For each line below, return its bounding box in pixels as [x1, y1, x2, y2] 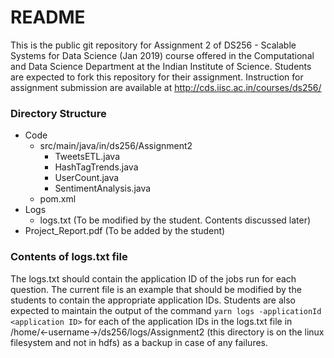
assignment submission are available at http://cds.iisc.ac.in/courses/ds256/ [10, 81, 322, 93]
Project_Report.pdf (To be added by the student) [24, 225, 226, 237]
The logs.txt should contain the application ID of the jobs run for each [10, 272, 297, 285]
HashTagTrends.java [54, 161, 139, 173]
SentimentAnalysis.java [54, 182, 152, 195]
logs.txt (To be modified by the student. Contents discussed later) [39, 214, 312, 226]
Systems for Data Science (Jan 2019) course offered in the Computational [10, 49, 315, 61]
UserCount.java [54, 172, 120, 184]
